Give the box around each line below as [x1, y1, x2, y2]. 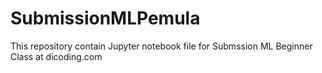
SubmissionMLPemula [10, 7, 201, 30]
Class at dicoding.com [10, 50, 103, 62]
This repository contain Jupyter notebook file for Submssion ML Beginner [10, 40, 313, 52]
